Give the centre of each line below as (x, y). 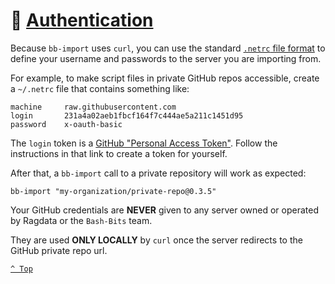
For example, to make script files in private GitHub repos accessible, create (165, 78)
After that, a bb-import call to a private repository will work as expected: (158, 173)
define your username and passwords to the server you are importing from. (166, 58)
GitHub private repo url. (59, 250)
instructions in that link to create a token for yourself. (119, 153)
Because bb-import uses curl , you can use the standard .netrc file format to (168, 48)
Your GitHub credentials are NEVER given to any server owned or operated (164, 210)
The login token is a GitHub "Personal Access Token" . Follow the (144, 143)
